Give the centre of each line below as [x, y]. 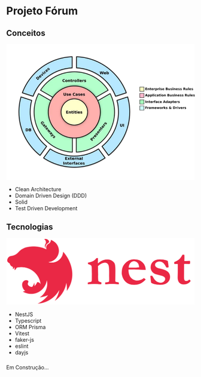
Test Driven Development [46, 208]
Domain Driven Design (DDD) [51, 195]
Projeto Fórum [42, 11]
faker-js [25, 340]
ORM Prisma [30, 327]
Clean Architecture [38, 189]
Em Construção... [28, 367]
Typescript [28, 321]
